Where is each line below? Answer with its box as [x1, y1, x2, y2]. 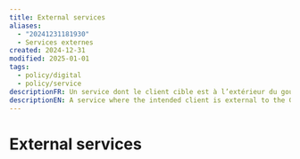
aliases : [9, 21, 42, 30]
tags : [9, 63, 29, 72]
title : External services [9, 12, 105, 22]
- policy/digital [17, 71, 82, 80]
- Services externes [17, 37, 94, 47]
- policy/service [17, 79, 82, 88]
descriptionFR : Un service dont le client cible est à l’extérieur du [9, 87, 278, 96]
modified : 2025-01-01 [9, 54, 90, 63]
